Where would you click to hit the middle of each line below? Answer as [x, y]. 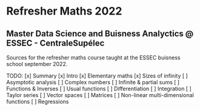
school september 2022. [37, 64]
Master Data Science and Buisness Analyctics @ [100, 34]
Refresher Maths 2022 [64, 11]
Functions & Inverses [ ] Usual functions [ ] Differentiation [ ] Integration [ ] [99, 89]
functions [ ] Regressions [38, 102]
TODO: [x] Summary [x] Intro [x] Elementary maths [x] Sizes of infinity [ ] [97, 76]
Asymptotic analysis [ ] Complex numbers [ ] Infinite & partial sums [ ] [93, 82]
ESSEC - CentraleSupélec [55, 43]
